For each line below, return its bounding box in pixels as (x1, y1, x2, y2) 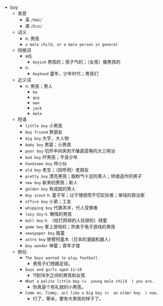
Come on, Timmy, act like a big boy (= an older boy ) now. (25, 290, 159, 295)
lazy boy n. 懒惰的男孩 (25, 211, 72, 217)
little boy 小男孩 (25, 123, 63, 128)
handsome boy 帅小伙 (25, 161, 67, 166)
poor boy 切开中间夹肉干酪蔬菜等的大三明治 (25, 148, 116, 154)
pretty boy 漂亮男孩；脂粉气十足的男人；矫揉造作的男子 (25, 173, 142, 179)
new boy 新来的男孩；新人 (25, 179, 78, 185)
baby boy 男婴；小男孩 (25, 141, 72, 147)
